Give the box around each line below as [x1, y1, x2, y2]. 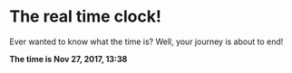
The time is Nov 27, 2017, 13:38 [9, 53, 128, 64]
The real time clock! [9, 6, 161, 27]
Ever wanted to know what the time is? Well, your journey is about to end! [9, 36, 284, 47]
